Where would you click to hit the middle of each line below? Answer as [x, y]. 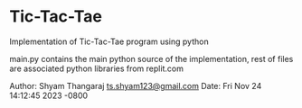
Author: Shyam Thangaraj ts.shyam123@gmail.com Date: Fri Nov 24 [136, 85]
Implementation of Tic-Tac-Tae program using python [109, 41]
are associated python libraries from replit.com [96, 68]
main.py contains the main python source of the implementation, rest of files [151, 58]
